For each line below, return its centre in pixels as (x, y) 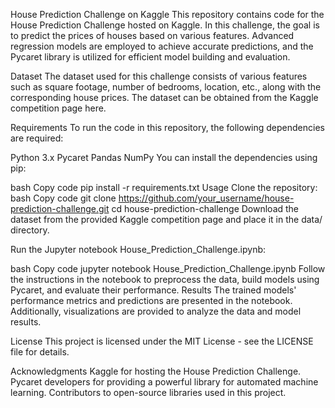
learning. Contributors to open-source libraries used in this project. (148, 392)
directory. (30, 230)
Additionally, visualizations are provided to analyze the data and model (156, 311)
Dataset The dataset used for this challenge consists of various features (159, 76)
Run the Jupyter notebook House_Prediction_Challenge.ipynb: (138, 249)
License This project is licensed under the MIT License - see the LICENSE (162, 341)
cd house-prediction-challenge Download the (205, 208)
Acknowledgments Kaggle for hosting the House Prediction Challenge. (156, 371)
